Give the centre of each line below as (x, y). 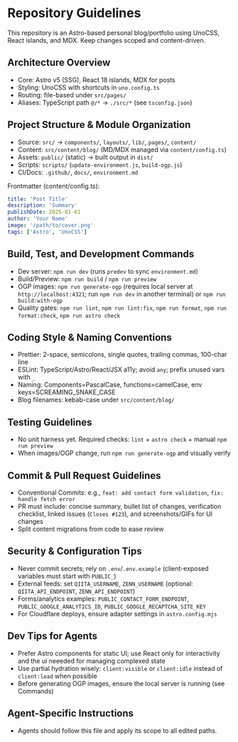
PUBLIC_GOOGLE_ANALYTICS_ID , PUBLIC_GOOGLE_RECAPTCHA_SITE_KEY (112, 606)
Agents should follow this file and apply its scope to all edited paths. (117, 731)
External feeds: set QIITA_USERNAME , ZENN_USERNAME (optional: (105, 584)
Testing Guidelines (50, 422)
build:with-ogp (40, 301)
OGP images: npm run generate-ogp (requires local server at (105, 286)
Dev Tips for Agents (53, 636)
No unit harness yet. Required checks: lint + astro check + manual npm (122, 439)
